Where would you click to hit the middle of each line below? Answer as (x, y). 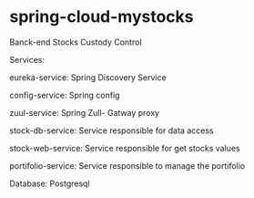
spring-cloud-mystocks (102, 17)
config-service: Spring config (65, 95)
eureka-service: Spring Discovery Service (88, 77)
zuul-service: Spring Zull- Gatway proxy (85, 112)
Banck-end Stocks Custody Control (76, 42)
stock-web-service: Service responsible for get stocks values (125, 148)
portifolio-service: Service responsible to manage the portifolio (127, 165)
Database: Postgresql (50, 183)
